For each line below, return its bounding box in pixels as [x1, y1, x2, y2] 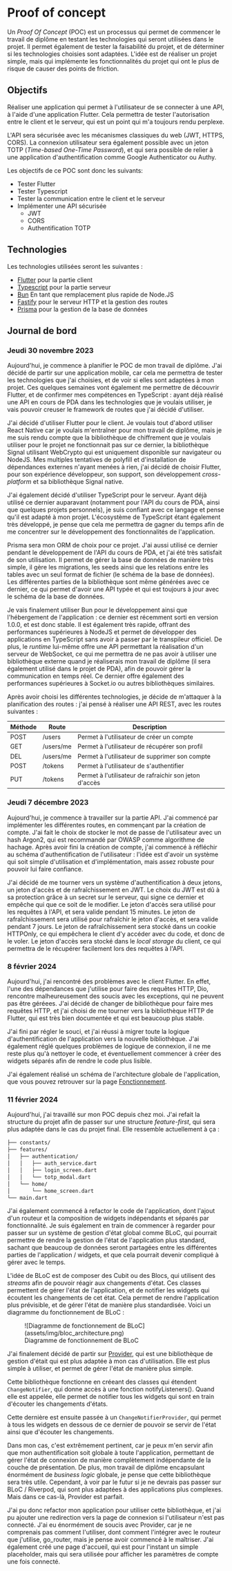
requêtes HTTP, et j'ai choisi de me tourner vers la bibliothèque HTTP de [7, 1007, 214, 1015]
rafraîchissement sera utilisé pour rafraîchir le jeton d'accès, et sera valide [7, 914, 219, 923]
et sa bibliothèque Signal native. [32, 478, 124, 486]
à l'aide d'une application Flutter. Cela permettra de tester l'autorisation [7, 110, 210, 118]
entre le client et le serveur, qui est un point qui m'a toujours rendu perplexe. [7, 117, 224, 126]
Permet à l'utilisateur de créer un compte [77, 733, 193, 741]
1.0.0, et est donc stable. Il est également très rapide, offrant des [7, 621, 191, 629]
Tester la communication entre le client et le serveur [17, 194, 166, 203]
